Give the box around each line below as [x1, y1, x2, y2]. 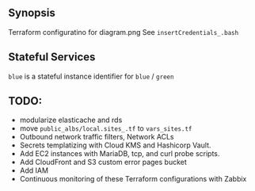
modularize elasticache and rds [19, 115, 123, 125]
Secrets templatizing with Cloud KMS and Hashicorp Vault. [19, 140, 211, 150]
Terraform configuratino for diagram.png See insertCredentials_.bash [8, 27, 239, 36]
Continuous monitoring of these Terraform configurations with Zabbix [19, 174, 247, 184]
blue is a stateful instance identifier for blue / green [8, 71, 174, 81]
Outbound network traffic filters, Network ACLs [19, 132, 174, 142]
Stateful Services [8, 51, 96, 64]
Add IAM [19, 166, 49, 175]
